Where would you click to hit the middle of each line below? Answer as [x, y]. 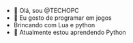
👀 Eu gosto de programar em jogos [62, 18]
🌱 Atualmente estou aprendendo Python [70, 32]
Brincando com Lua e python [54, 25]
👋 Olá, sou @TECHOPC [46, 11]
